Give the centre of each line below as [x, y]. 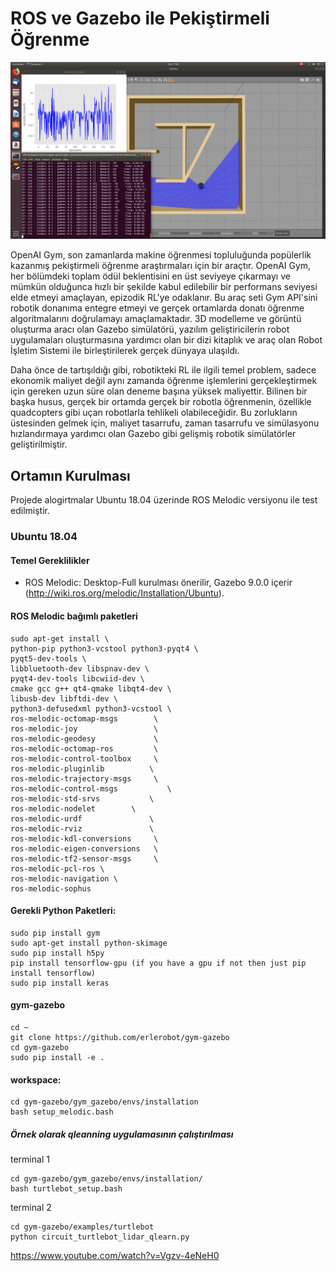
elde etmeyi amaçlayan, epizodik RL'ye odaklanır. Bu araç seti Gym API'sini [164, 298]
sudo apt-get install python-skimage [89, 943]
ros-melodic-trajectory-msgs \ [84, 778]
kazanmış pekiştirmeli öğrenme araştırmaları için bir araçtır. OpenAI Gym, [161, 266]
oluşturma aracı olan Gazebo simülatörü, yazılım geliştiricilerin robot [150, 329]
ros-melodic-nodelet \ [73, 808]
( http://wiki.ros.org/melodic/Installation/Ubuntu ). [124, 593]
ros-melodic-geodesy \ [84, 738]
